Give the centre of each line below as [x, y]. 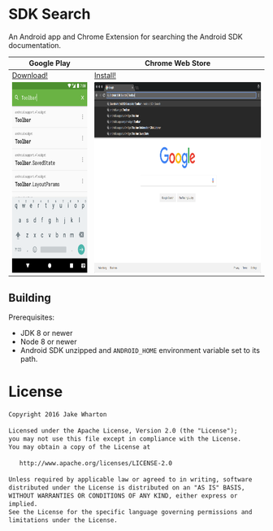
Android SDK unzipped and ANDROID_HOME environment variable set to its [140, 350]
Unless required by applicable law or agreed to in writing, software [130, 480]
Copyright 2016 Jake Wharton [58, 415]
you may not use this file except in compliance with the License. [125, 439]
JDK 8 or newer [46, 333]
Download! [30, 75]
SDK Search [50, 14]
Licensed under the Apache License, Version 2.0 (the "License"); [123, 431]
